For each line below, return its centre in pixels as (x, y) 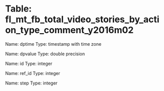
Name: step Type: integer (31, 83)
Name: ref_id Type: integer (33, 73)
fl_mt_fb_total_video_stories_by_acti (82, 19)
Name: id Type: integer (29, 63)
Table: (19, 9)
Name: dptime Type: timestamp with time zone (53, 44)
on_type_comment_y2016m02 (69, 30)
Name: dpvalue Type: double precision (45, 54)
